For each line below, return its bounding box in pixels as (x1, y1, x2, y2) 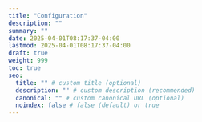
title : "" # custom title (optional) (15, 79, 142, 87)
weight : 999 (8, 57, 48, 65)
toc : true (8, 64, 42, 72)
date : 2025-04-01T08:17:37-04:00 (8, 34, 120, 43)
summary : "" (8, 26, 48, 35)
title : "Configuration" (8, 11, 88, 20)
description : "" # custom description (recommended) (15, 86, 196, 95)
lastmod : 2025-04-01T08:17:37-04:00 (8, 42, 131, 50)
